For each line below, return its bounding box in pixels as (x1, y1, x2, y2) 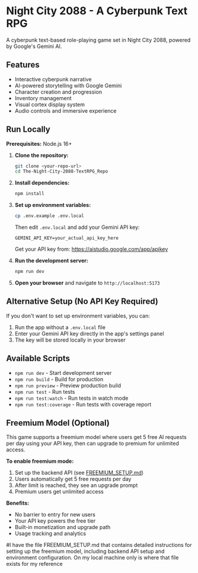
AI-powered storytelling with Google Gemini (14, 82, 122, 89)
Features (6, 60, 40, 70)
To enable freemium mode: (6, 458, 74, 465)
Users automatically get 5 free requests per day (14, 476, 132, 483)
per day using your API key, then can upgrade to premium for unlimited (6, 440, 179, 447)
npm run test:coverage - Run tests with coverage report (14, 400, 152, 408)
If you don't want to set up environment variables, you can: (6, 312, 150, 319)
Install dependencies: (14, 179, 70, 186)
